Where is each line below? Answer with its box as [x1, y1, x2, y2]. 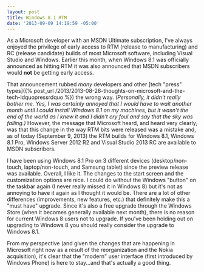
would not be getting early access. [7, 69, 94, 76]
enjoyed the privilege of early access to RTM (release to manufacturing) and [7, 43, 198, 50]
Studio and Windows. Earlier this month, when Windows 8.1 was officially [7, 56, 189, 64]
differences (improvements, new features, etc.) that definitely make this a [7, 195, 190, 203]
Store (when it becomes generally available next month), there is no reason [7, 209, 195, 216]
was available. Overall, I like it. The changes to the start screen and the [7, 170, 184, 177]
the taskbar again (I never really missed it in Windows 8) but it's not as [7, 183, 183, 190]
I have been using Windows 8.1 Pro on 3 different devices [7, 157, 151, 165]
